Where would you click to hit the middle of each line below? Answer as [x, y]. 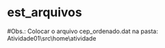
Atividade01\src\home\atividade [52, 38]
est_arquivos [45, 13]
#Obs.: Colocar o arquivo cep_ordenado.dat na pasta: [83, 31]
